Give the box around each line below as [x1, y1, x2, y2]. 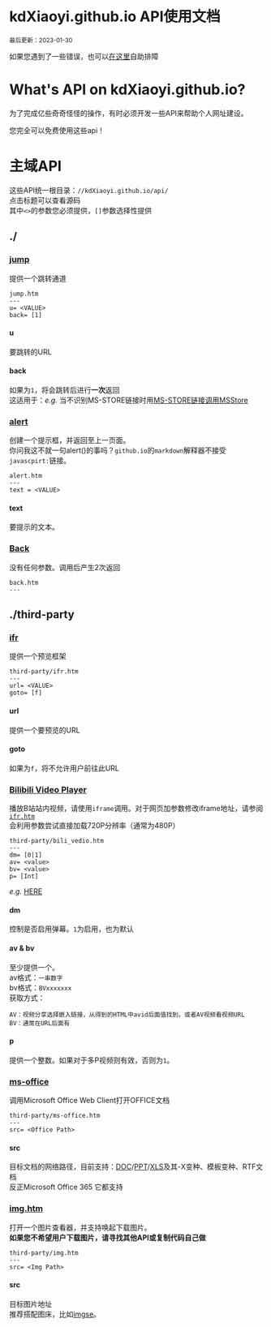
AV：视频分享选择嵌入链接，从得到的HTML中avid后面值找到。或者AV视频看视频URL [9, 1011, 246, 1019]
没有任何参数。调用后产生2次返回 [9, 562, 121, 572]
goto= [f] [9, 689, 43, 698]
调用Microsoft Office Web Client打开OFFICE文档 [9, 1096, 170, 1105]
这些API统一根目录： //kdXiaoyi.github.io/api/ [9, 185, 169, 195]
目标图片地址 [9, 1299, 52, 1308]
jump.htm [9, 290, 39, 298]
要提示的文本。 [9, 522, 59, 532]
